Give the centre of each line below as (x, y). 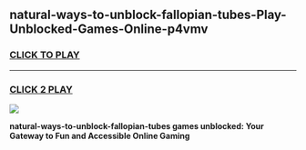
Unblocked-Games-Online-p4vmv (109, 30)
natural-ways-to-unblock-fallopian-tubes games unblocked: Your (137, 125)
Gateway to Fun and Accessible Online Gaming (100, 135)
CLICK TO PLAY (45, 55)
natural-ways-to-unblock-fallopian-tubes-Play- (148, 15)
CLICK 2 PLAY (41, 89)
